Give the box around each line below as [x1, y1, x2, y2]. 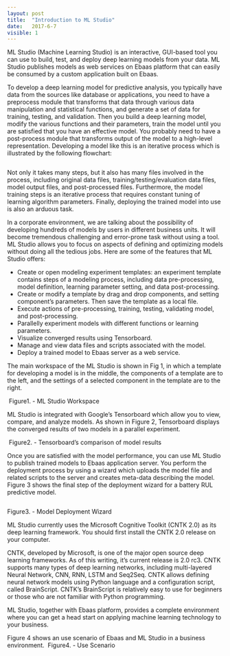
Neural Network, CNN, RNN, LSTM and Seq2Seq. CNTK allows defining [7, 571, 209, 579]
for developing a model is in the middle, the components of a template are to [7, 369, 223, 378]
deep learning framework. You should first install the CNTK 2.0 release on [7, 528, 216, 536]
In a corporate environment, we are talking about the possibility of [7, 218, 194, 227]
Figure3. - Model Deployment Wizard [7, 507, 112, 516]
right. [7, 384, 23, 392]
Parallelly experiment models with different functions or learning [16, 319, 199, 327]
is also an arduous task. [7, 205, 74, 213]
